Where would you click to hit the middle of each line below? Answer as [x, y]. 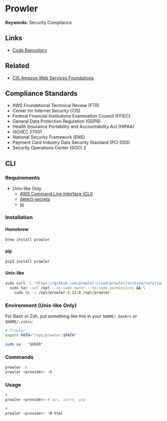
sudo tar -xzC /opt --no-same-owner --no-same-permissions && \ [78, 288]
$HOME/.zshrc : [19, 321]
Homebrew [17, 229]
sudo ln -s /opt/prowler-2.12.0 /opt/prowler [62, 293]
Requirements [23, 177]
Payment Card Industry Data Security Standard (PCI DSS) [71, 142]
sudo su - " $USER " [24, 344]
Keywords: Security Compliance [39, 22]
